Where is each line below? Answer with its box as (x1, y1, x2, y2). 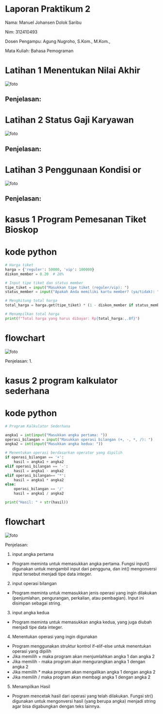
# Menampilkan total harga (5, 311, 60, 317)
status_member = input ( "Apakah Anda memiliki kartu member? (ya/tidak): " (5, 290, 160, 294)
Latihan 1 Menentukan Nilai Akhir (5, 65, 141, 76)
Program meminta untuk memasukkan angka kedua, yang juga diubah (12, 619, 152, 625)
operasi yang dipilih (12, 648, 52, 654)
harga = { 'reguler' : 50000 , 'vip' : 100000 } (5, 267, 95, 272)
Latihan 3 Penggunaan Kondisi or (5, 164, 142, 175)
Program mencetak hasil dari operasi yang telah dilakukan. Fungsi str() (12, 693, 154, 699)
